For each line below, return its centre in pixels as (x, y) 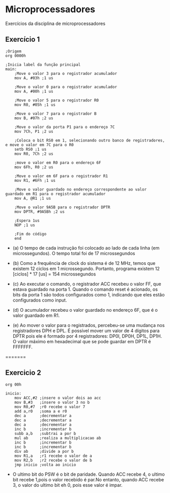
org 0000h (16, 56)
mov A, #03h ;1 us (34, 78)
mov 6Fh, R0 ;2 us (34, 167)
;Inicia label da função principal (43, 65)
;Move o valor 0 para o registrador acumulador (66, 87)
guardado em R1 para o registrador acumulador (55, 194)
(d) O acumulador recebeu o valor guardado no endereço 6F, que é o (85, 310)
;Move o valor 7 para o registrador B (55, 114)
